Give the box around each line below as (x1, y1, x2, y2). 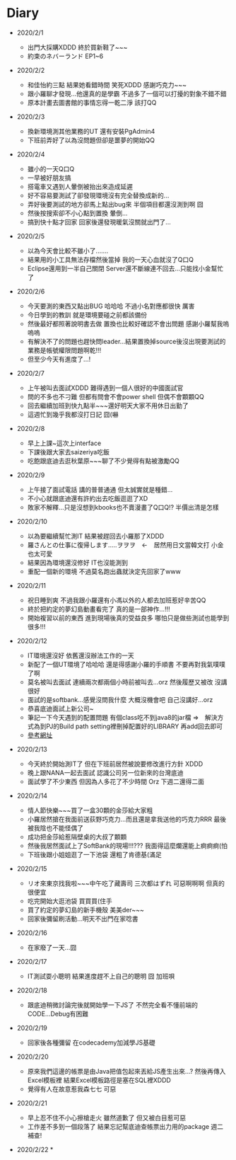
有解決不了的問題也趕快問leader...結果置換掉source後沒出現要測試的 (27, 337, 226, 345)
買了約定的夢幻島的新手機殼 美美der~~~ (27, 905, 144, 914)
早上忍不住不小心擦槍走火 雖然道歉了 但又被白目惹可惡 (27, 1113, 187, 1122)
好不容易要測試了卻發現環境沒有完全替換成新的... (27, 191, 170, 200)
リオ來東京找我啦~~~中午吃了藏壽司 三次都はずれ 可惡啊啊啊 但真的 (27, 879, 225, 888)
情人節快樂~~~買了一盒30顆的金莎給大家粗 (27, 805, 153, 815)
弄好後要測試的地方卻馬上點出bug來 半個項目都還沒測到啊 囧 (27, 200, 203, 208)
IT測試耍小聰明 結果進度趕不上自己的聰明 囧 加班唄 (27, 972, 175, 980)
